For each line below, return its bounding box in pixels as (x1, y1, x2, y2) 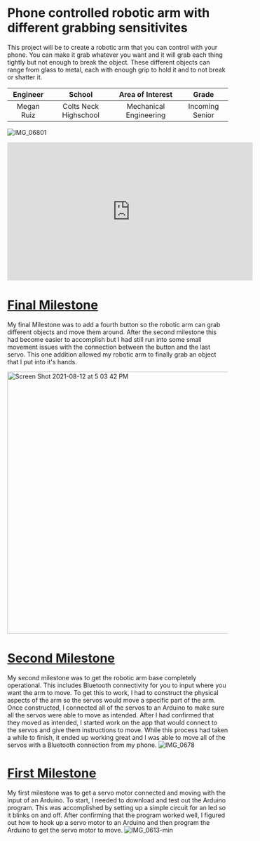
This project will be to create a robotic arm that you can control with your (7, 43, 218, 51)
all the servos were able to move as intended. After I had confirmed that (7, 710, 214, 719)
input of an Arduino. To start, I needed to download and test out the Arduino (7, 795, 226, 804)
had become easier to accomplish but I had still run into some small (7, 335, 202, 343)
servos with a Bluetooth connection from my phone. (7, 741, 157, 749)
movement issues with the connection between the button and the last (7, 343, 211, 351)
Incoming (188, 101, 219, 111)
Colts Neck (62, 101, 100, 111)
